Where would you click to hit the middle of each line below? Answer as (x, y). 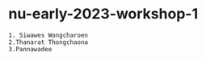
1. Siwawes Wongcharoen (48, 35)
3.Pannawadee (30, 49)
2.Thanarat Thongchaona (48, 42)
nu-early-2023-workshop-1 (103, 14)
